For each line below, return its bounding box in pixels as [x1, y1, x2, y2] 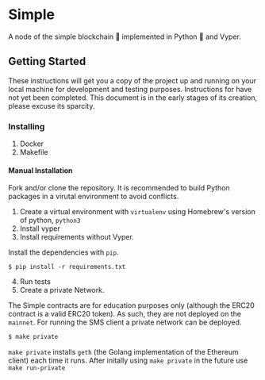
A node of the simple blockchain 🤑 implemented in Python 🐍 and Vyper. [8, 32, 242, 41]
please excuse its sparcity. [8, 101, 95, 110]
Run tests [19, 277, 52, 286]
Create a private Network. [19, 286, 105, 295]
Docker [19, 139, 44, 148]
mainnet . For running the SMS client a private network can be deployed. [8, 317, 242, 327]
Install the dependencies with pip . [8, 248, 119, 257]
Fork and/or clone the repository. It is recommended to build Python [8, 183, 230, 193]
